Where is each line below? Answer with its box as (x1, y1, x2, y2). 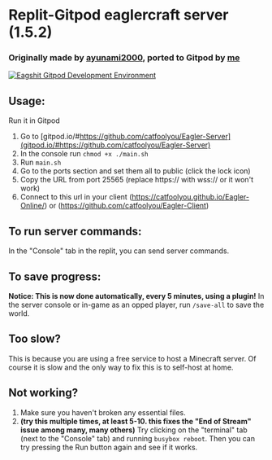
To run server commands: (8, 224, 142, 238)
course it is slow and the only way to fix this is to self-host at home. (8, 362, 234, 372)
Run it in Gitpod (8, 116, 60, 125)
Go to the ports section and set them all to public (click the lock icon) (19, 166, 251, 176)
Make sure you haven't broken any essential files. (19, 407, 187, 417)
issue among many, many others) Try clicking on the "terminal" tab (19, 425, 248, 435)
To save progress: (8, 269, 101, 283)
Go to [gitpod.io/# (19, 132, 80, 142)
